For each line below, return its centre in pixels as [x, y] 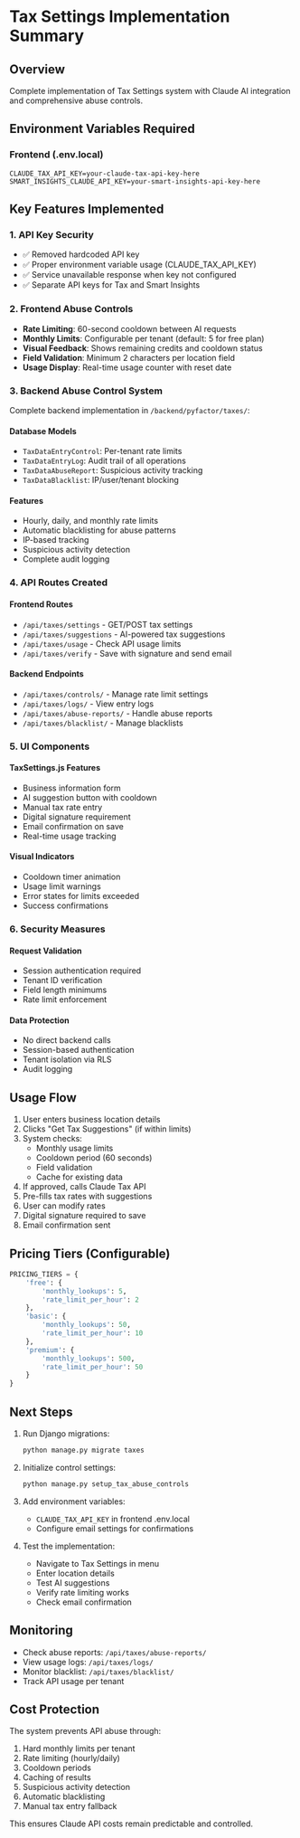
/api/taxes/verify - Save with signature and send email [127, 653]
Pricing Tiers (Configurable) [90, 1253]
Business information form [72, 788]
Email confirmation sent [66, 1225]
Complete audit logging [66, 559]
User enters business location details [91, 1120]
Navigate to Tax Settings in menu [98, 1563]
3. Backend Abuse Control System [86, 391]
